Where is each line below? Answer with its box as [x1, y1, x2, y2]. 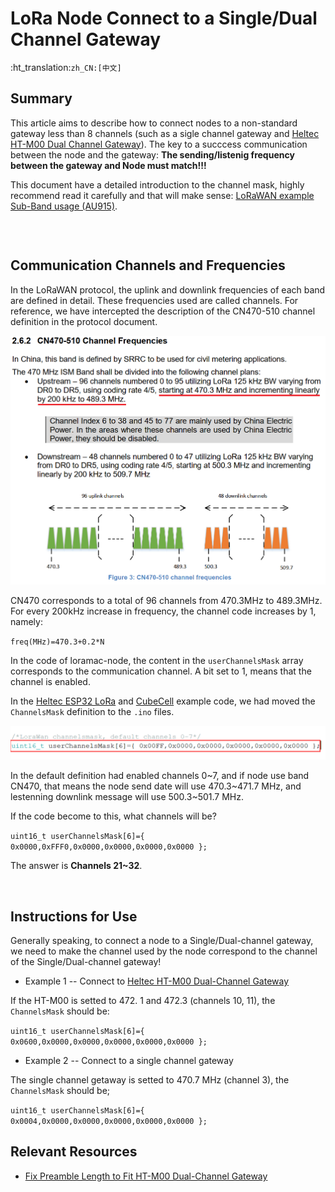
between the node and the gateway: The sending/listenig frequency [10, 148, 295, 161]
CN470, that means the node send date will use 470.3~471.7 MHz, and [10, 780, 302, 792]
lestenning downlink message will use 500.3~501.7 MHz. [10, 791, 245, 803]
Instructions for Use [10, 908, 138, 925]
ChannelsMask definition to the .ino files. [10, 706, 175, 718]
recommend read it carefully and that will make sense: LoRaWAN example [10, 189, 315, 201]
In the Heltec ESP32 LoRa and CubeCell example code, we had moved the [10, 695, 316, 707]
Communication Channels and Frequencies [10, 257, 286, 274]
